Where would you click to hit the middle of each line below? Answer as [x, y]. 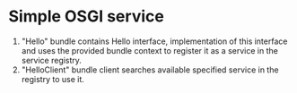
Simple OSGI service [87, 17]
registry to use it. [52, 79]
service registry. [52, 60]
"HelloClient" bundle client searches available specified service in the [150, 70]
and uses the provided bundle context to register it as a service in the [150, 50]
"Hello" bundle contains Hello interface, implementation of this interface [154, 41]
